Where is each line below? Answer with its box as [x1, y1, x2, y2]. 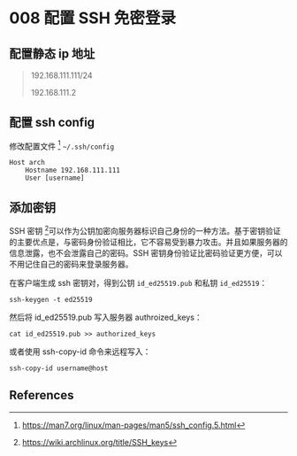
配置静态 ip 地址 [9, 46, 95, 61]
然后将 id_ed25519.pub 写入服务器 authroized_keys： [9, 312, 202, 322]
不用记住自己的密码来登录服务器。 [9, 259, 133, 269]
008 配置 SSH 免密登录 [9, 8, 177, 28]
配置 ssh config [9, 115, 95, 130]
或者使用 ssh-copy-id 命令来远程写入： [9, 346, 151, 357]
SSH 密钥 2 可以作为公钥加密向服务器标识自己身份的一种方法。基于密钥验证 [9, 224, 281, 236]
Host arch [9, 158, 46, 167]
